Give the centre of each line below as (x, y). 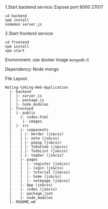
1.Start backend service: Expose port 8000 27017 (54, 7)
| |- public (23, 113)
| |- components (29, 130)
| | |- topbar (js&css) (37, 155)
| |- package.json (31, 193)
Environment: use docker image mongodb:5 (47, 60)
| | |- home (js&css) (36, 177)
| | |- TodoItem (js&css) (39, 147)
